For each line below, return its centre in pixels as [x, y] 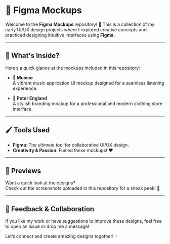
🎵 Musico [23, 77]
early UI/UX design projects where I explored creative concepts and [76, 29]
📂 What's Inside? [32, 56]
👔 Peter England [30, 98]
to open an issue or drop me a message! [47, 226]
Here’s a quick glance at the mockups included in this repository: [73, 68]
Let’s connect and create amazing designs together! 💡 [61, 236]
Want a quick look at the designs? [40, 183]
